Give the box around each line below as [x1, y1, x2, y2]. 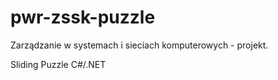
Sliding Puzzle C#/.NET [10, 58, 107, 70]
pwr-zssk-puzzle [10, 6, 156, 29]
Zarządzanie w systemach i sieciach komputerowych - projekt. [10, 39, 269, 51]
